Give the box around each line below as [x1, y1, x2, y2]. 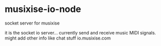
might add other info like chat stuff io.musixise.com [5, 35, 111, 41]
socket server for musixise [5, 20, 60, 26]
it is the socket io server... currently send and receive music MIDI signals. [5, 29, 156, 35]
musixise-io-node [5, 3, 82, 15]
